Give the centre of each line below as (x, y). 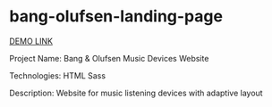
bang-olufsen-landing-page (116, 16)
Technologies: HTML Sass (57, 75)
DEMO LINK (31, 41)
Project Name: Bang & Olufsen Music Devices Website (109, 58)
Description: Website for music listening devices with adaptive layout (136, 93)
